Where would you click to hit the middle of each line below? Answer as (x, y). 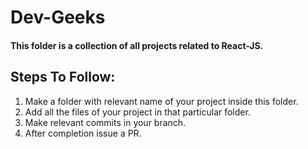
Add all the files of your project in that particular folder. (137, 112)
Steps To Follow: (63, 77)
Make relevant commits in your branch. (105, 122)
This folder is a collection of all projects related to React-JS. (137, 45)
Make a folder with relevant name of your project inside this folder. (161, 101)
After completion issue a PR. (83, 133)
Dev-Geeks (58, 17)
